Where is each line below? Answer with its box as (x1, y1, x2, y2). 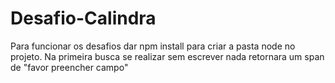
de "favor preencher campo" (10, 61, 129, 73)
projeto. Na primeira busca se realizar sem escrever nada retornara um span (10, 50, 325, 62)
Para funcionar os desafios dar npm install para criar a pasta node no (10, 40, 296, 52)
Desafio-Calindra (10, 7, 157, 30)
